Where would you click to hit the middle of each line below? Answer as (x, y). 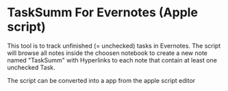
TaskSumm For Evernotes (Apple (103, 13)
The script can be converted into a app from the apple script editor (101, 80)
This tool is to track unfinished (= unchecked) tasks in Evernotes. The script (114, 45)
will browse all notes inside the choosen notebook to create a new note (107, 53)
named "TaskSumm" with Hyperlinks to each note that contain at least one (112, 60)
